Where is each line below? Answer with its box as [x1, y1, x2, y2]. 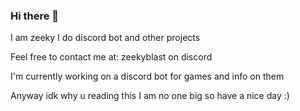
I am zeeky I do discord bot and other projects [10, 32, 201, 44]
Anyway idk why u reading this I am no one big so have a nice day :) [10, 90, 290, 102]
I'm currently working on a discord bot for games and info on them [10, 70, 285, 83]
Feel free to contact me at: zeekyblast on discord [10, 51, 213, 63]
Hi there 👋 [10, 9, 60, 23]
